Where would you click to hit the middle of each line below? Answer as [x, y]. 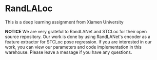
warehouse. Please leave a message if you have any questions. [69, 52]
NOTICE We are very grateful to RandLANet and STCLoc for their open [76, 31]
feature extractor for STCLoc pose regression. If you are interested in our [78, 41]
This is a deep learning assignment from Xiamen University [64, 22]
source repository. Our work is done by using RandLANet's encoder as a [78, 37]
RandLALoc [29, 9]
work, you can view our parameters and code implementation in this [73, 47]
